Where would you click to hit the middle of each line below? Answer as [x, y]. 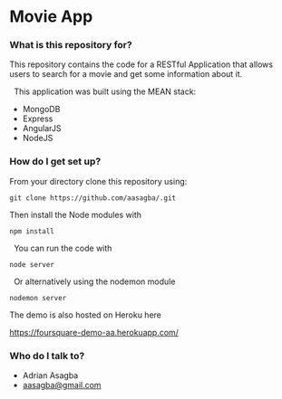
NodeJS [38, 138]
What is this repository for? [71, 45]
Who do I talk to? [47, 356]
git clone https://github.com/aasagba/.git [93, 198]
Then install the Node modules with [76, 214]
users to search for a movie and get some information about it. [126, 74]
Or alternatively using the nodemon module [94, 281]
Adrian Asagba [50, 375]
